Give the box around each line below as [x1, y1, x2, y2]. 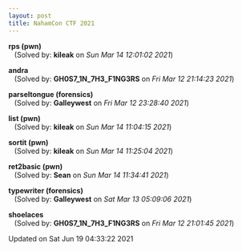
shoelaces [8, 209, 44, 219]
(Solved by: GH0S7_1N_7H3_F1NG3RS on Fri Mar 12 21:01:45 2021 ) [14, 218, 235, 228]
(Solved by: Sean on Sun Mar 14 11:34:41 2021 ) [14, 170, 170, 180]
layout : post [8, 11, 52, 20]
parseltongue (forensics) [8, 89, 94, 99]
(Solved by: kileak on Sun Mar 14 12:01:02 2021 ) [14, 50, 174, 59]
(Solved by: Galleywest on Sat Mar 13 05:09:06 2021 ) [14, 194, 192, 204]
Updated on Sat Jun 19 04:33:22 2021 [8, 233, 134, 243]
